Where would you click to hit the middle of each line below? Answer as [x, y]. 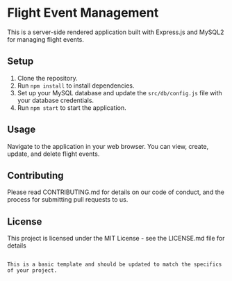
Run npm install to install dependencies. [76, 86]
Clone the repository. [47, 78]
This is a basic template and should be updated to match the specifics [115, 265]
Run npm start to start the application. [72, 107]
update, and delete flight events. [53, 154]
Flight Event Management [83, 13]
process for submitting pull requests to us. [68, 200]
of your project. [32, 271]
